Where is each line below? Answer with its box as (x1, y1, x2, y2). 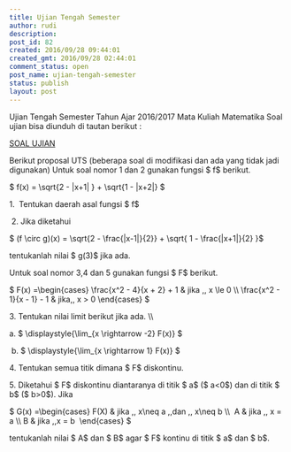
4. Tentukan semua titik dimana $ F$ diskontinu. (9, 362, 184, 372)
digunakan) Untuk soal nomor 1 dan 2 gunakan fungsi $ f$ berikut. (9, 165, 251, 175)
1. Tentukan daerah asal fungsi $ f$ (9, 198, 140, 209)
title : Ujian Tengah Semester (9, 12, 121, 22)
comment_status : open (9, 63, 89, 72)
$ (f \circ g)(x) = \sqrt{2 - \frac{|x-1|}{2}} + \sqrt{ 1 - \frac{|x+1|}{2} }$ (9, 233, 264, 243)
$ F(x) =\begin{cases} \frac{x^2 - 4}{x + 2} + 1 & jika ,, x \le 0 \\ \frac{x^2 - (9, 284, 280, 295)
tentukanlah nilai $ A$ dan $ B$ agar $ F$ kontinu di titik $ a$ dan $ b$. (9, 433, 270, 443)
